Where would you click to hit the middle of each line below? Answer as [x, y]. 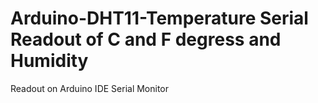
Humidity [49, 61]
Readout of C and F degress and [146, 39]
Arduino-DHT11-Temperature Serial [159, 18]
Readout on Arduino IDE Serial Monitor [90, 88]
